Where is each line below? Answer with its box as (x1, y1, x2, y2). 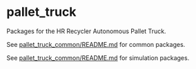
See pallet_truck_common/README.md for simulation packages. (6, 53, 190, 62)
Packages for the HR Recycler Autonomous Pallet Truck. (6, 27, 166, 35)
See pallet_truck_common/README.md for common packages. (6, 40, 186, 48)
